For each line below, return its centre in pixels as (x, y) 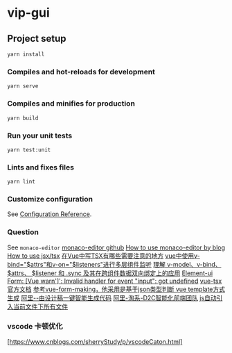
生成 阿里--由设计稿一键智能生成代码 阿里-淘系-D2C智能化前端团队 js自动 (112, 297)
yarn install (26, 54)
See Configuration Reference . (50, 214)
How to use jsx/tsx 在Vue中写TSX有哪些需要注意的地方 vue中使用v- (104, 256)
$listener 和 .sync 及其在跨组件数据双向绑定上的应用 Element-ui (122, 273)
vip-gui (28, 13)
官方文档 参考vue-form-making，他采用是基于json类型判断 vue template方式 (116, 289)
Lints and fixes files (41, 167)
